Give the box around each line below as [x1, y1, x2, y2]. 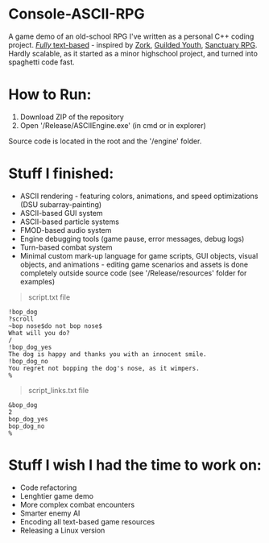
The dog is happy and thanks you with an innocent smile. [8, 350, 207, 359]
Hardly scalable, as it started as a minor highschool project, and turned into [8, 48, 258, 58]
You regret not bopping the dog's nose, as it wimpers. [8, 364, 200, 372]
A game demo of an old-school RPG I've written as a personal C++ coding [8, 31, 255, 41]
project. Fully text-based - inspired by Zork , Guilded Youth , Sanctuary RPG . [8, 39, 258, 49]
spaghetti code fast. [8, 57, 75, 67]
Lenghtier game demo [19, 491, 94, 500]
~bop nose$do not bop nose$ [8, 321, 103, 330]
